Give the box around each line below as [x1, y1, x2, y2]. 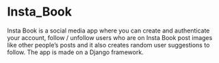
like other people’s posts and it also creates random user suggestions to [7, 41, 210, 49]
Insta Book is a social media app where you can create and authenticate [7, 26, 210, 35]
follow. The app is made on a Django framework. [7, 48, 144, 56]
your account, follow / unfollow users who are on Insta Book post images [7, 33, 213, 41]
